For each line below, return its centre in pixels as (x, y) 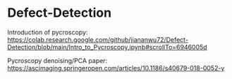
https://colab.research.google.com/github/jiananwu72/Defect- (98, 39)
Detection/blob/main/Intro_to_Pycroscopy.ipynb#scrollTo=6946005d (107, 47)
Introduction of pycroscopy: (48, 32)
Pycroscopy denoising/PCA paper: (57, 60)
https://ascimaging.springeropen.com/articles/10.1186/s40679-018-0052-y (116, 68)
